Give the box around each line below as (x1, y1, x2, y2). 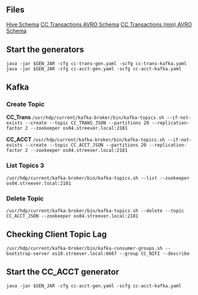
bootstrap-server (6, 251, 50, 257)
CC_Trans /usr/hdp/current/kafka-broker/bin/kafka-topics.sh (6, 114, 164, 121)
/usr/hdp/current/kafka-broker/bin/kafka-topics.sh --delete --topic (6, 207, 185, 214)
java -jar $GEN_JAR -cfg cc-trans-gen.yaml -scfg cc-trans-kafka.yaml (6, 60, 187, 67)
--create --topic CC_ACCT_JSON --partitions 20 (25, 142, 147, 148)
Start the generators (6, 44, 84, 55)
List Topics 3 (6, 162, 45, 170)
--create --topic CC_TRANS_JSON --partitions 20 (25, 120, 149, 126)
